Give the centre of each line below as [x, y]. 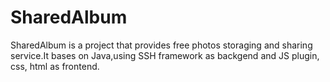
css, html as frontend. [55, 66]
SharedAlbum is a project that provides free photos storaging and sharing [161, 45]
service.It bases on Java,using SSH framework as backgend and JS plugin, [165, 55]
